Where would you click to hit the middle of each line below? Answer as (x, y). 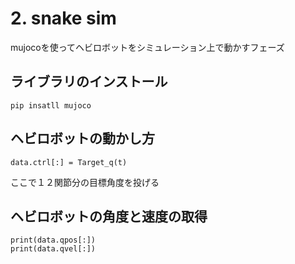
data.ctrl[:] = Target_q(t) (69, 162)
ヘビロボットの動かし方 (82, 138)
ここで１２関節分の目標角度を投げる (85, 182)
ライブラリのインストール (89, 82)
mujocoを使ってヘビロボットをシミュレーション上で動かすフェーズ (147, 47)
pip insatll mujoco (51, 105)
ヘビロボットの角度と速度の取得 (109, 216)
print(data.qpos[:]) (53, 240)
